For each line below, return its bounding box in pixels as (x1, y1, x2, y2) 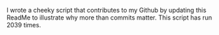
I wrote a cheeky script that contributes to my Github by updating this (6, 6, 207, 14)
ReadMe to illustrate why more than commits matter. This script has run (6, 13, 213, 22)
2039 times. (6, 21, 41, 29)
